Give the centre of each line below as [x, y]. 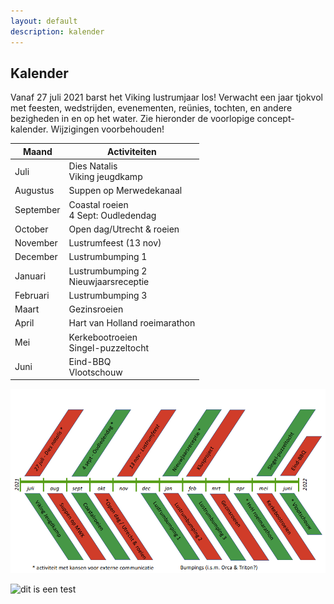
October [31, 229]
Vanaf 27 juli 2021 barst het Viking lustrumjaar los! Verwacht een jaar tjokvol [166, 97]
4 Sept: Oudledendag [112, 215]
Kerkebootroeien [103, 337]
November [36, 243]
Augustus [34, 191]
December [36, 257]
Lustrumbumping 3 [108, 295]
